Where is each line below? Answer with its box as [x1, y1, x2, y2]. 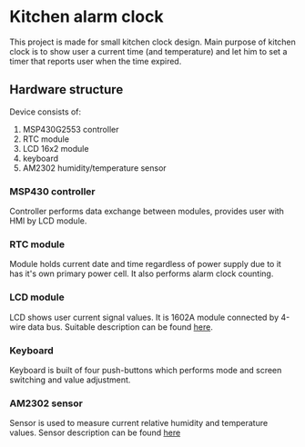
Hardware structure [9, 82, 124, 97]
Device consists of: [9, 106, 82, 117]
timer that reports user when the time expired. [9, 55, 182, 66]
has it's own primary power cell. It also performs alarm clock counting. [9, 268, 274, 279]
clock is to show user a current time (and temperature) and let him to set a [9, 45, 288, 56]
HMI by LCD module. [9, 215, 87, 226]
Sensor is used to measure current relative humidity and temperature [9, 418, 269, 429]
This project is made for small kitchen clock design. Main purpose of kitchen [9, 36, 296, 47]
